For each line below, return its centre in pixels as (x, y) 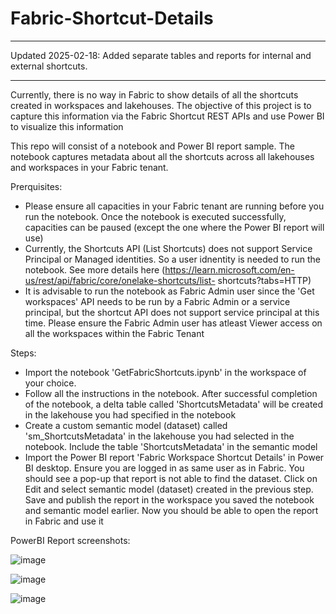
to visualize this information (67, 126)
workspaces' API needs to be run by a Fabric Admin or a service (157, 301)
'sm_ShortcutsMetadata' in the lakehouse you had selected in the (159, 436)
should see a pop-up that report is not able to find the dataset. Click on (171, 478)
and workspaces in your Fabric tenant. (89, 167)
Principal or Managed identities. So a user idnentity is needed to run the (173, 259)
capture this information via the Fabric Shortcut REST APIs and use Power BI (167, 116)
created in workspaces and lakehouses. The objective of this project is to (161, 105)
